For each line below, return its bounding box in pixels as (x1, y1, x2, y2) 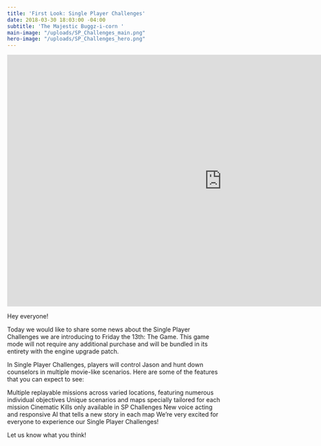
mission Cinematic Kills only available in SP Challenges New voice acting (7, 403, 213, 412)
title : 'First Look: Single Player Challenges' (7, 10, 146, 17)
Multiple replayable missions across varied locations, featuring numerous (7, 388, 214, 397)
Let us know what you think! (7, 431, 87, 439)
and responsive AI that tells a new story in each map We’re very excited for (7, 410, 219, 419)
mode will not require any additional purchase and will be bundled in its (7, 340, 208, 349)
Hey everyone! (7, 312, 49, 320)
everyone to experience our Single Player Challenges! (7, 418, 159, 426)
